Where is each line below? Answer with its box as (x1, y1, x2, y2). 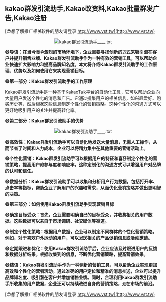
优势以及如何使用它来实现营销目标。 (13, 67, 87, 73)
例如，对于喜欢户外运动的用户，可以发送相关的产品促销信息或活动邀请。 (5, 235, 152, 241)
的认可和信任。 (5, 168, 36, 174)
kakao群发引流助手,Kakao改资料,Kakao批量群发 (5, 4, 153, 13)
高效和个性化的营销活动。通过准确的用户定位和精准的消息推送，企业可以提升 (5, 268, 161, 274)
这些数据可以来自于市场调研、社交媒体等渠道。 (13, 218, 109, 224)
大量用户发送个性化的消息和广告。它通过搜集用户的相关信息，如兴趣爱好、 (5, 95, 157, 101)
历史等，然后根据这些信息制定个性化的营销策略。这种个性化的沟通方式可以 (9, 101, 161, 107)
